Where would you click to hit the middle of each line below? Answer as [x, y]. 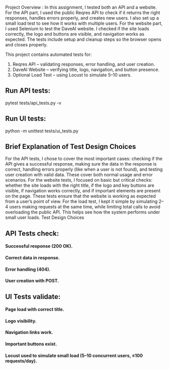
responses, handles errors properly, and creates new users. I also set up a [82, 18]
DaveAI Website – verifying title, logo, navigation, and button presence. [86, 69]
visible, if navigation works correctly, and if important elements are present [83, 191]
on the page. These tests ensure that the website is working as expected [80, 196]
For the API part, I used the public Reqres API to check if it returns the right [83, 13]
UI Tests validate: [33, 297]
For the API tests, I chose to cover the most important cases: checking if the [84, 159]
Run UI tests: [26, 119]
